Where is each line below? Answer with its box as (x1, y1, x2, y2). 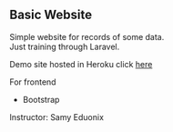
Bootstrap (22, 94, 60, 105)
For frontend (9, 76, 56, 87)
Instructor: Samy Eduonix (9, 111, 105, 122)
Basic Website (9, 7, 93, 23)
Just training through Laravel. (9, 41, 120, 52)
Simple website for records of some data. (9, 31, 165, 42)
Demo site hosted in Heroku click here (9, 58, 153, 69)
